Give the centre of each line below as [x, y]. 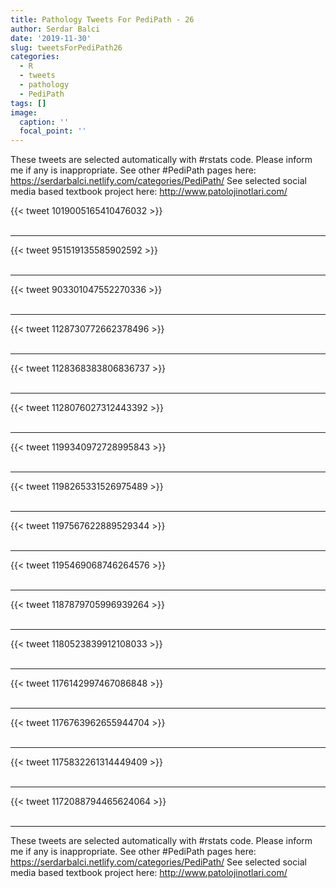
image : [24, 112]
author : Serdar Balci [55, 29]
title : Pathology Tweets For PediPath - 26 [102, 19]
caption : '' [44, 122]
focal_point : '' [53, 131]
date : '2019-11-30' [51, 38]
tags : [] [28, 103]
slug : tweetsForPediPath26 [66, 47]
